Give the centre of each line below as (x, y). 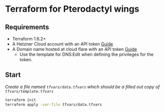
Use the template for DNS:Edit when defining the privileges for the (86, 54)
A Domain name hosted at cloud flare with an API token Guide (75, 49)
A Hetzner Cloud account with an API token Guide (63, 44)
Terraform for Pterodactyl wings (72, 9)
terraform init (21, 100)
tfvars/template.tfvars (29, 91)
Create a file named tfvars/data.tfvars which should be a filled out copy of (82, 87)
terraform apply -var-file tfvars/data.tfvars (54, 104)
